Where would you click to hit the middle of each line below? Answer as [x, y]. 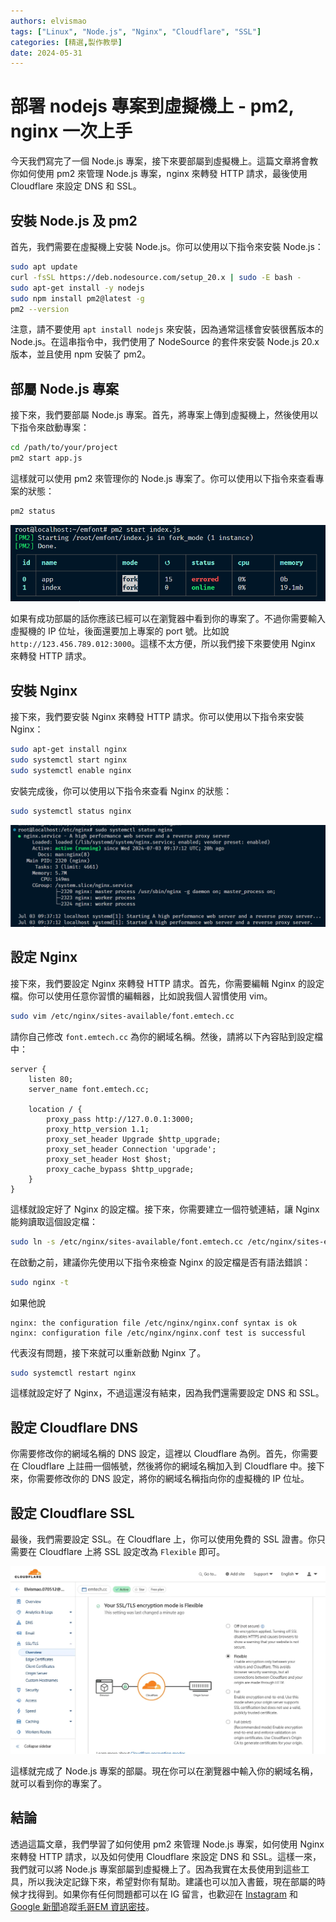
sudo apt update [44, 267]
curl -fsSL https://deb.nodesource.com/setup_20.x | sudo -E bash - [156, 277]
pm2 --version [40, 309]
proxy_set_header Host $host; [109, 1159]
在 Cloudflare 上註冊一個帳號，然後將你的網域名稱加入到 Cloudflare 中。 [159, 1466]
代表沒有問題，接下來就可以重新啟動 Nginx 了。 [108, 1352]
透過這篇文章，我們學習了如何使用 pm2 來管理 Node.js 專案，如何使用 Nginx [167, 1844]
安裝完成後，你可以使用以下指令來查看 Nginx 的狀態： [121, 791]
